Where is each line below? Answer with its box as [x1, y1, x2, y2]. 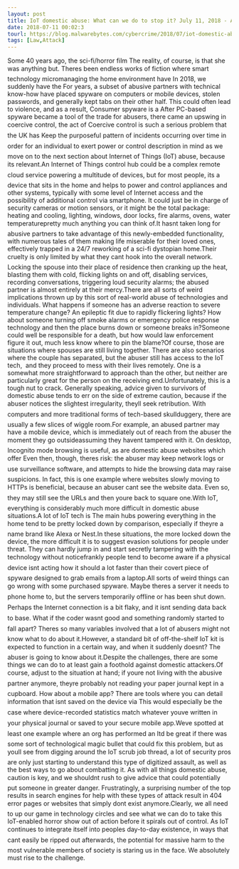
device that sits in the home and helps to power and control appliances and [7, 181, 228, 189]
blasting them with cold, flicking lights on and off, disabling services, [7, 270, 208, 279]
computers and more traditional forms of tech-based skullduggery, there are [7, 410, 231, 418]
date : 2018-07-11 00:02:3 [7, 23, 84, 31]
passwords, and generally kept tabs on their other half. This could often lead [7, 98, 231, 106]
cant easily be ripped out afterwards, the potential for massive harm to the [7, 836, 225, 844]
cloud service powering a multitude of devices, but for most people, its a [7, 171, 221, 179]
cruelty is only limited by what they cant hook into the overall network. [7, 253, 213, 261]
